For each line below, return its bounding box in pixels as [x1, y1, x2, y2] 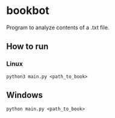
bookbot [6, 4, 50, 18]
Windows [6, 90, 43, 100]
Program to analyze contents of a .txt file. [6, 24, 110, 31]
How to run [6, 41, 49, 52]
